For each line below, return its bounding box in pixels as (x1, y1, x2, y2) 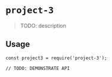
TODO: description (20, 22, 67, 29)
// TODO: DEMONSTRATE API (5, 65, 70, 71)
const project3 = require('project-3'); (5, 55, 108, 61)
